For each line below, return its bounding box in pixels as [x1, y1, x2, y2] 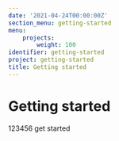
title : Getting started [8, 63, 87, 71]
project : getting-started [8, 56, 94, 64]
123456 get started [8, 124, 71, 133]
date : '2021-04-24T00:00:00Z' [8, 11, 109, 20]
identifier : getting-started [8, 48, 105, 56]
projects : [22, 33, 56, 42]
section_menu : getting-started [8, 19, 112, 27]
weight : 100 [36, 41, 77, 49]
